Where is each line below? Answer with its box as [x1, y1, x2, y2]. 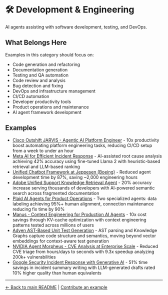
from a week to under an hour [12, 147, 74, 153]
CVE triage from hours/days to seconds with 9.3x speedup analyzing [12, 248, 154, 254]
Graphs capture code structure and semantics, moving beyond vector [12, 232, 156, 238]
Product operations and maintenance [12, 103, 89, 110]
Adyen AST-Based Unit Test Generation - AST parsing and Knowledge [12, 227, 157, 233]
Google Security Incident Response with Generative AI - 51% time [12, 259, 148, 265]
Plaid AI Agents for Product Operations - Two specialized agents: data [12, 195, 157, 201]
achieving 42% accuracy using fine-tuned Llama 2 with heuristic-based [12, 158, 160, 164]
